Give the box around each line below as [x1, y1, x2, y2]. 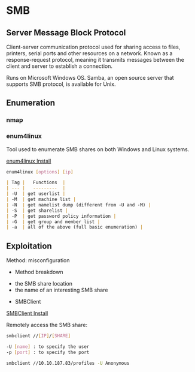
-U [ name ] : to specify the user [6, 344, 90, 350]
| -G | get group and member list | [6, 218, 100, 225]
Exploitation [6, 241, 52, 251]
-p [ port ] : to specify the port [6, 349, 90, 355]
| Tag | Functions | [6, 179, 66, 186]
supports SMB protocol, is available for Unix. [6, 80, 116, 88]
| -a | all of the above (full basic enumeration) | [6, 224, 144, 230]
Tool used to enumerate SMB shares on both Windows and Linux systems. [6, 145, 190, 153]
